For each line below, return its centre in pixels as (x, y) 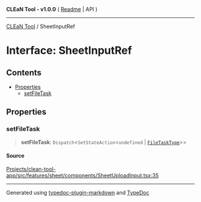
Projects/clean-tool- (31, 169)
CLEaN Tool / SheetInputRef (41, 26)
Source (16, 156)
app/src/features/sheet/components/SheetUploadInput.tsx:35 (83, 175)
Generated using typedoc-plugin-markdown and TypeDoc (78, 192)
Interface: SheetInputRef (69, 51)
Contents (24, 73)
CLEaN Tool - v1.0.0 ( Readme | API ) (52, 9)
